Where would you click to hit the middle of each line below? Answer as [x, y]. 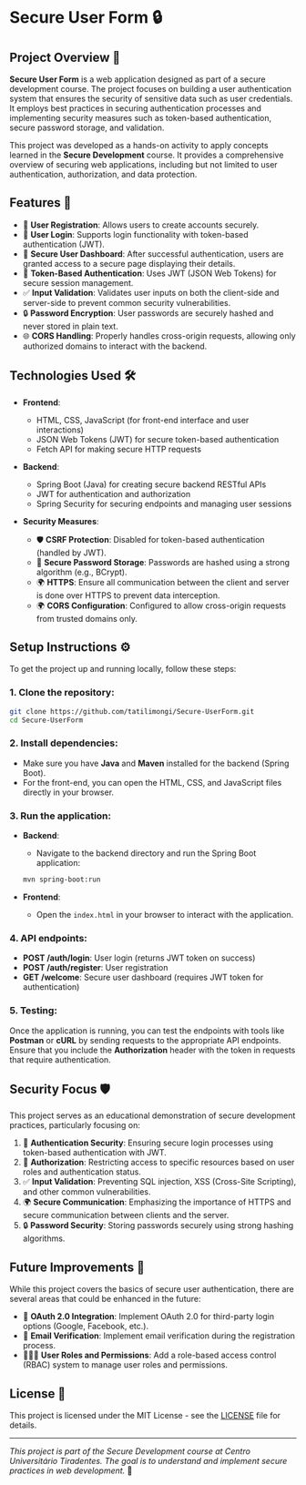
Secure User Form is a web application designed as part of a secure [138, 79]
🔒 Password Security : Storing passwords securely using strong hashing [158, 1226]
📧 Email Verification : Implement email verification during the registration [159, 1336]
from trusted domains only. [87, 618]
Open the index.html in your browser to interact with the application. [165, 914]
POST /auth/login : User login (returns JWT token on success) [139, 958]
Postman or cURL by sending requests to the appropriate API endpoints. [146, 1040]
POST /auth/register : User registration [95, 968]
